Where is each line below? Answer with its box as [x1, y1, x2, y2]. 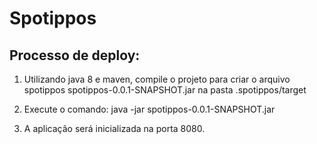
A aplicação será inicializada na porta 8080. [23, 123, 206, 134]
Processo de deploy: [9, 47, 141, 64]
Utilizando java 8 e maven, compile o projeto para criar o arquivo [23, 73, 291, 85]
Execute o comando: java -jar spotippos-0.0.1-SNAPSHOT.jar [23, 103, 276, 115]
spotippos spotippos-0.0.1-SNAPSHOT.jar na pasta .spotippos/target [23, 84, 307, 96]
